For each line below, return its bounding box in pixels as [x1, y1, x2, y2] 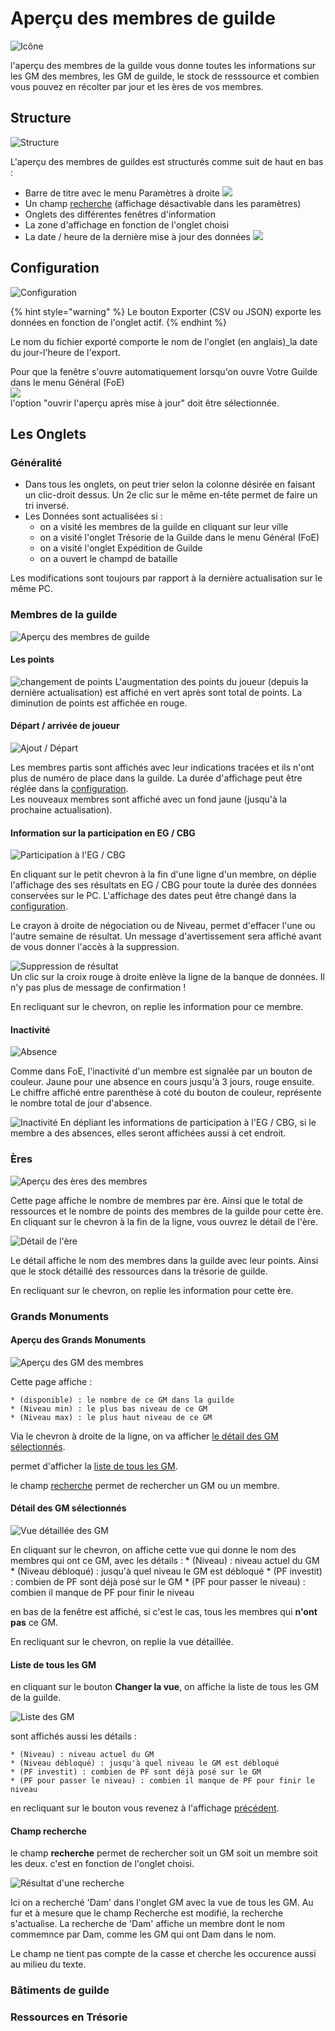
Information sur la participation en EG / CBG [10, 827, 196, 839]
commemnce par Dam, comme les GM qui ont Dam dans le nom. [10, 1928, 277, 1941]
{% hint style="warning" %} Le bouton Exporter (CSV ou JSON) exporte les [10, 305, 322, 317]
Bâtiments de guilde [10, 1983, 110, 1997]
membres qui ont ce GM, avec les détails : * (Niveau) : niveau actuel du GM [10, 1554, 320, 1566]
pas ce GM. [10, 1616, 59, 1628]
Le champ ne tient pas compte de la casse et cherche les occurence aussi [10, 1948, 317, 1960]
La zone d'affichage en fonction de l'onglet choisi [24, 218, 230, 231]
